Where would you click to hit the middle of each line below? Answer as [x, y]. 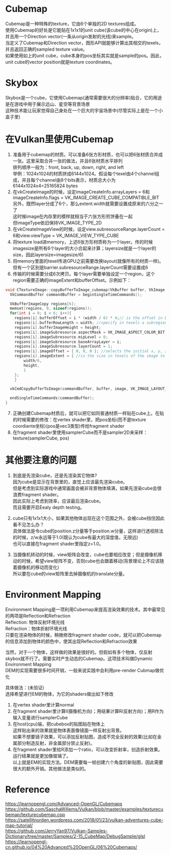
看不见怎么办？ [28, 524]
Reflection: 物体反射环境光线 [35, 622]
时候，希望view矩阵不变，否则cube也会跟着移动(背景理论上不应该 [91, 561]
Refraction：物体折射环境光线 [36, 628]
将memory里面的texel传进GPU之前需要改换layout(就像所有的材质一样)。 [88, 261]
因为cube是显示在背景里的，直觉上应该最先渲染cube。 [70, 482]
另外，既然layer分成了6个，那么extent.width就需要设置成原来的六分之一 [88, 203]
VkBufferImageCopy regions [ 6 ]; [43, 304]
